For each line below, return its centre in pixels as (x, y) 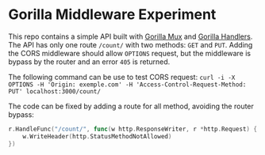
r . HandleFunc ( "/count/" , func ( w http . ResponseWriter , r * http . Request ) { (133, 129)
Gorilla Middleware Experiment (112, 15)
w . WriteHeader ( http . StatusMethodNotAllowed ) (97, 136)
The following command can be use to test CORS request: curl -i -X (122, 77)
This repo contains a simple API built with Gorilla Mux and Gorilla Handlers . (131, 36)
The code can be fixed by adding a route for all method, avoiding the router (131, 106)
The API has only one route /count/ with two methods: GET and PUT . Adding (131, 44)
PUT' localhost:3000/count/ (55, 91)
